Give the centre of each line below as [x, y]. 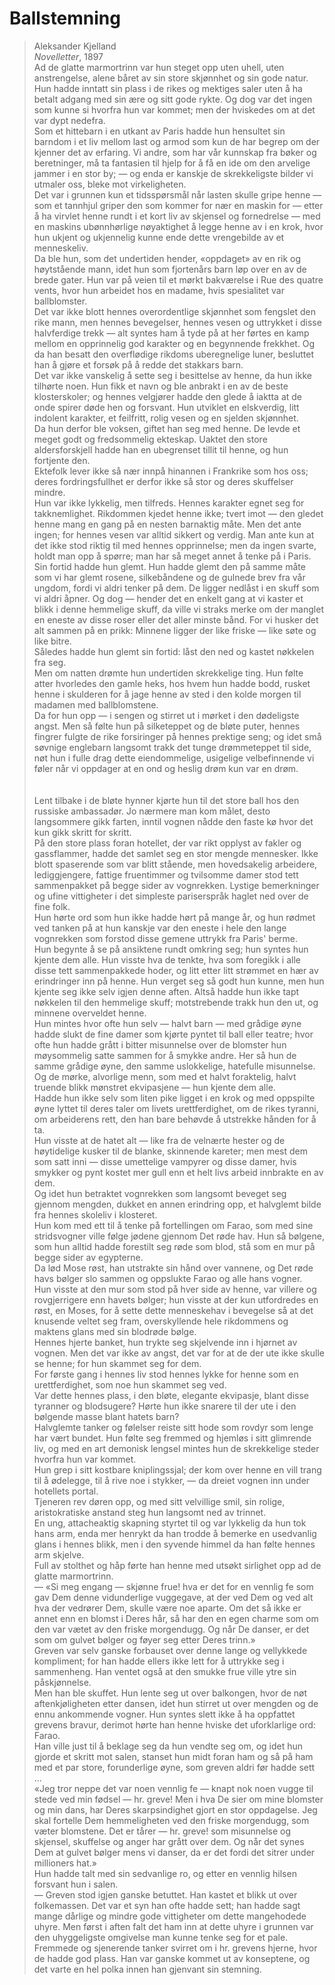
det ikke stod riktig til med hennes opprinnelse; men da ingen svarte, [175, 545]
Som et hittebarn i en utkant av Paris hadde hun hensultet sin [159, 131]
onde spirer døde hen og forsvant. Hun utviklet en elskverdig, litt [166, 407]
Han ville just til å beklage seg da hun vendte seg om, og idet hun [168, 1746]
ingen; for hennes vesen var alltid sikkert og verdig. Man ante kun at [174, 534]
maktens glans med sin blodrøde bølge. [115, 1331]
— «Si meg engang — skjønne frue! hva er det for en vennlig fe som [173, 1586]
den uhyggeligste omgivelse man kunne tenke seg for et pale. [161, 1937]
